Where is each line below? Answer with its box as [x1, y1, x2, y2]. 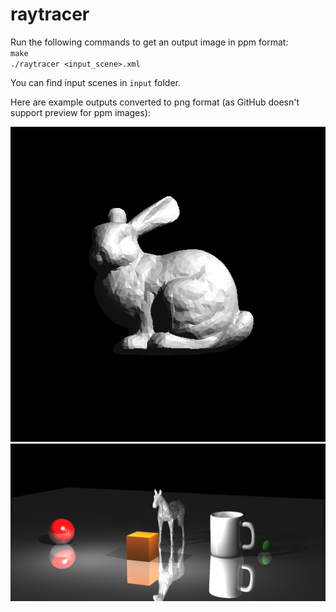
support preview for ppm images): [10, 106, 151, 118]
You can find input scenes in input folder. [10, 76, 182, 88]
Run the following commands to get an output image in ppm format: [10, 36, 289, 48]
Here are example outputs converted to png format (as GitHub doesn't [10, 96, 300, 108]
